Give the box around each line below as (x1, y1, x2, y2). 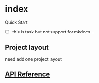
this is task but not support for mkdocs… (12, 29, 94, 34)
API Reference (5, 70, 50, 79)
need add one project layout (5, 56, 62, 62)
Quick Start (5, 19, 28, 25)
